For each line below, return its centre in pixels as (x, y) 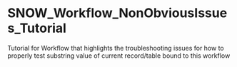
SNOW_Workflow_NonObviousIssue (117, 13)
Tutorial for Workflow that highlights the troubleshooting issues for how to (116, 48)
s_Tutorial (37, 28)
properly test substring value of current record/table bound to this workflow (119, 56)
